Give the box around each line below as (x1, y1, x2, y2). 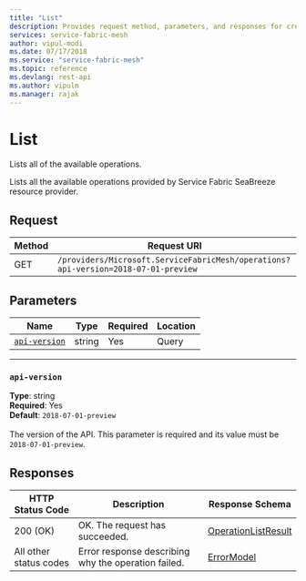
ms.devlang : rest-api (9, 73, 92, 82)
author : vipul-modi (9, 38, 84, 48)
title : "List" (9, 13, 64, 23)
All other (14, 545, 50, 558)
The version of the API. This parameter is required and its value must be (9, 429, 280, 440)
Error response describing (77, 545, 190, 558)
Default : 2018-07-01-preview (9, 410, 117, 421)
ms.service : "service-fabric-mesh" (9, 56, 145, 65)
